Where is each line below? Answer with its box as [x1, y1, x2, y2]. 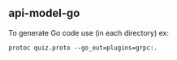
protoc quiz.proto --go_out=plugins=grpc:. [8, 44, 158, 52]
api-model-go [8, 6, 80, 20]
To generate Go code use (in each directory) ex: [8, 28, 169, 37]
